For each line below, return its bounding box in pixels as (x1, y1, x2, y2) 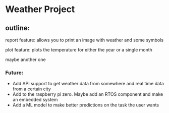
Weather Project (5, 4, 75, 15)
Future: (5, 69, 24, 76)
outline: (5, 24, 30, 32)
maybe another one (5, 56, 46, 63)
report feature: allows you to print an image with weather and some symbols (5, 37, 164, 43)
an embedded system (12, 97, 58, 103)
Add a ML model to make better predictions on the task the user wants (12, 102, 159, 108)
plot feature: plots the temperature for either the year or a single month (5, 47, 153, 52)
